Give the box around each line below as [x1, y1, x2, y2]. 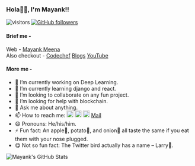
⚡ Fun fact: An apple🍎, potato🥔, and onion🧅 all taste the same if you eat [14, 127, 190, 134]
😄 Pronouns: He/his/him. [14, 120, 76, 127]
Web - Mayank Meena [6, 46, 60, 53]
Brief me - [6, 32, 31, 39]
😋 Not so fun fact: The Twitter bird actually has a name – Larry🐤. [14, 142, 174, 149]
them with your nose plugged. [14, 135, 88, 142]
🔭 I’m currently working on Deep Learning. [14, 78, 119, 85]
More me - [6, 65, 33, 73]
